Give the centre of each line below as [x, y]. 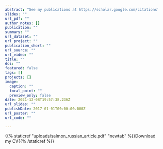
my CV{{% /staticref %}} [30, 141]
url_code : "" [18, 118]
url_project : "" [21, 41]
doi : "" [13, 64]
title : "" [15, 59]
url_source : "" [20, 50]
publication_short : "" [28, 46]
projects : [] [18, 77]
